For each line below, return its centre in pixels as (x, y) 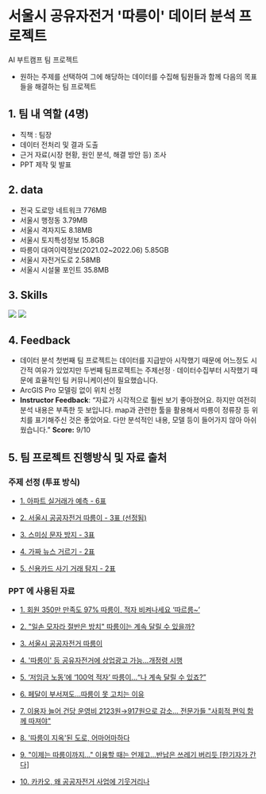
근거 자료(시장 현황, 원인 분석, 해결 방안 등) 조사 (93, 154)
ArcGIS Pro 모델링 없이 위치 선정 (70, 390)
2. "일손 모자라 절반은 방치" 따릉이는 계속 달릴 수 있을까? (107, 627)
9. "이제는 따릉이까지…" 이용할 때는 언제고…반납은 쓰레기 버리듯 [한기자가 (134, 755)
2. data (26, 190)
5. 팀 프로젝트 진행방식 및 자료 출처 (88, 457)
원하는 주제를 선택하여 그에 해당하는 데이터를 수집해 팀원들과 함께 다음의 (131, 76)
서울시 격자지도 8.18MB (56, 230)
